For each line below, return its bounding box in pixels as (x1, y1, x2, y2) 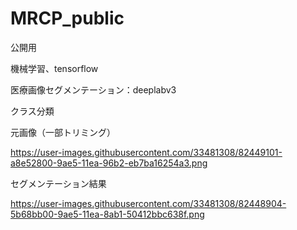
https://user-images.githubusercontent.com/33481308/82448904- (10, 197, 287, 209)
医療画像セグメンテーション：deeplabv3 (10, 83, 177, 96)
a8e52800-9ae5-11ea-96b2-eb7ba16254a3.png (10, 157, 208, 169)
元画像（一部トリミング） (10, 126, 116, 138)
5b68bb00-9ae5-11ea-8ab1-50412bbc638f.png (10, 208, 205, 220)
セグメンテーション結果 (10, 177, 107, 189)
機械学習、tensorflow (10, 62, 99, 74)
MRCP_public (10, 7, 125, 30)
